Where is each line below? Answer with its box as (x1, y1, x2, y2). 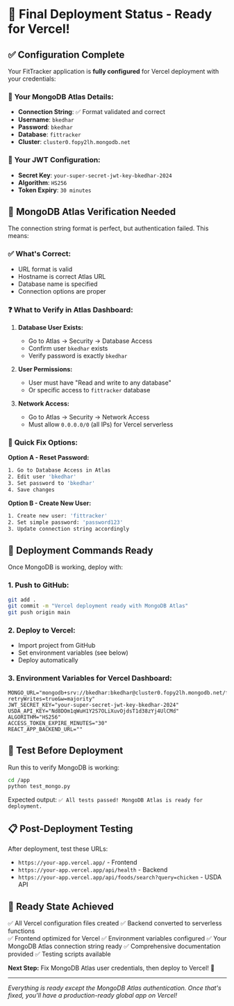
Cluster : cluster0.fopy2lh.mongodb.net (17, 138, 131, 146)
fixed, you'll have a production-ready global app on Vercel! (8, 991, 178, 999)
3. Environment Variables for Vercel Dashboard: (8, 673, 172, 683)
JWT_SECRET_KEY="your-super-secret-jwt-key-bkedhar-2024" (8, 701, 179, 708)
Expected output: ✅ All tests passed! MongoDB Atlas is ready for (8, 796, 203, 804)
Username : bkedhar (17, 115, 75, 124)
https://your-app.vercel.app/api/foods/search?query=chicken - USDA (17, 873, 222, 881)
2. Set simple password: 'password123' (8, 518, 124, 526)
